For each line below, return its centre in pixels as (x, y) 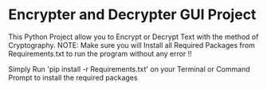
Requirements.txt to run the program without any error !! (100, 53)
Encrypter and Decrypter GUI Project (132, 15)
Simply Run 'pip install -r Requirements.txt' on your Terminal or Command (129, 68)
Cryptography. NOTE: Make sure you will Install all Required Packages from (132, 45)
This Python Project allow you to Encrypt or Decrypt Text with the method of (133, 37)
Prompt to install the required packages (73, 77)
